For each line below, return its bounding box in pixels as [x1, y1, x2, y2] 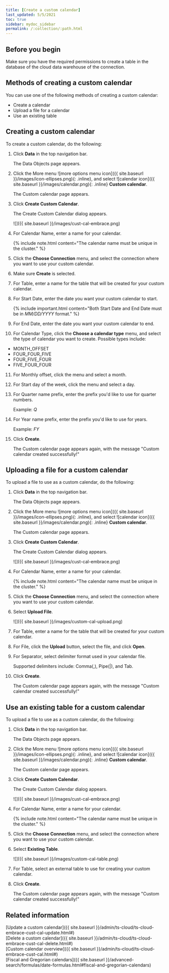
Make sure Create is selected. [13, 270, 76, 276]
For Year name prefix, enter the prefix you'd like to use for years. [13, 416, 148, 422]
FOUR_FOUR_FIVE [13, 351, 52, 357]
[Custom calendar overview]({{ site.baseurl [6, 946, 96, 952]
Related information [6, 911, 70, 919]
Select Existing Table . [13, 846, 60, 852]
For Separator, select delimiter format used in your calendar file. [13, 654, 146, 660]
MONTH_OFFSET [13, 345, 49, 351]
